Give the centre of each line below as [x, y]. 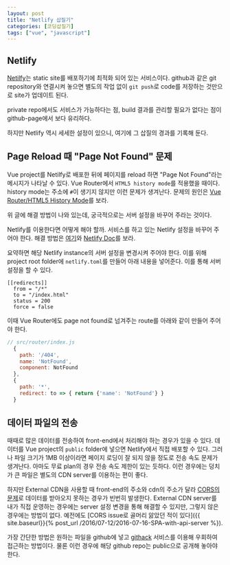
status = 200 [32, 301]
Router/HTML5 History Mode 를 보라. [58, 200]
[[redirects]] [27, 282]
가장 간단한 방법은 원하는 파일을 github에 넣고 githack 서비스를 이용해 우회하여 [113, 538]
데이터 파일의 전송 [43, 423]
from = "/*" [31, 289]
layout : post [26, 13]
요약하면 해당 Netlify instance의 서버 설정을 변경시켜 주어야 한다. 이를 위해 [107, 252]
